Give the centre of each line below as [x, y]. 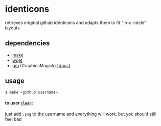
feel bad [13, 119]
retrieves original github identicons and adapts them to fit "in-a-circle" [76, 23]
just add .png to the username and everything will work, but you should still [81, 114]
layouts [12, 27]
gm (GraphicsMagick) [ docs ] [41, 65]
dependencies [27, 43]
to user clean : [19, 103]
